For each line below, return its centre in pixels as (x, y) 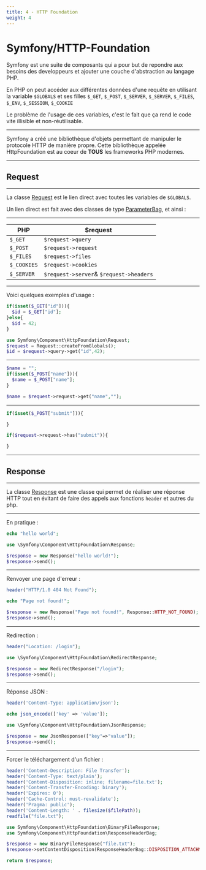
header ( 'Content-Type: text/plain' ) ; (55, 776)
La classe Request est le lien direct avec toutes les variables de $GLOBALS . (99, 197)
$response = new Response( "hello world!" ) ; (63, 556)
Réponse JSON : (27, 692)
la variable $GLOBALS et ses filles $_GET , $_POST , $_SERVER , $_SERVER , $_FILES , (101, 96)
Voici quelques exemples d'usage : (50, 295)
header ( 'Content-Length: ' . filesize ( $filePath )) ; (74, 810)
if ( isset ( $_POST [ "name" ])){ (42, 374)
